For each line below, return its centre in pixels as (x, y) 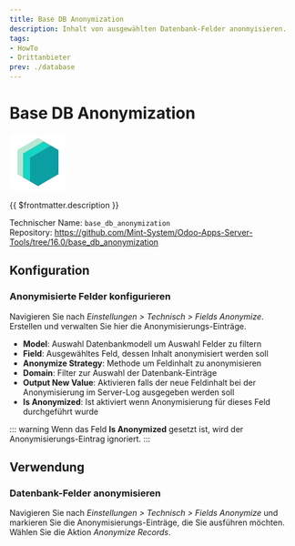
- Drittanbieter (40, 58)
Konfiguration (50, 271)
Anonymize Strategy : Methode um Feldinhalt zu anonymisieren (142, 363)
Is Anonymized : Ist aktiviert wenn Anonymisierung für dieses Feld (147, 401)
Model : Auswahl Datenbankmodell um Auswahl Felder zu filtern (142, 344)
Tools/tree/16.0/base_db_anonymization (84, 242)
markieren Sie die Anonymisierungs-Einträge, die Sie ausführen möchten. (147, 522)
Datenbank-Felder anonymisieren (85, 493)
